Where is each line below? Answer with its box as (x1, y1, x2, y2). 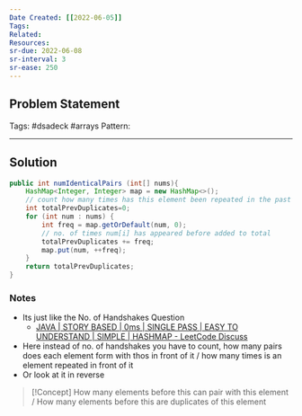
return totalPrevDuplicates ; (25, 262, 135, 271)
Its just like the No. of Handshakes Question (22, 312, 185, 323)
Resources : (9, 38, 50, 48)
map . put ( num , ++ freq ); (41, 245, 127, 254)
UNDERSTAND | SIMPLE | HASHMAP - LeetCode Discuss (35, 332, 248, 342)
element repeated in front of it (22, 360, 134, 371)
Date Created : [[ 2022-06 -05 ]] (9, 13, 123, 22)
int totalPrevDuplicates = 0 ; (25, 204, 130, 213)
